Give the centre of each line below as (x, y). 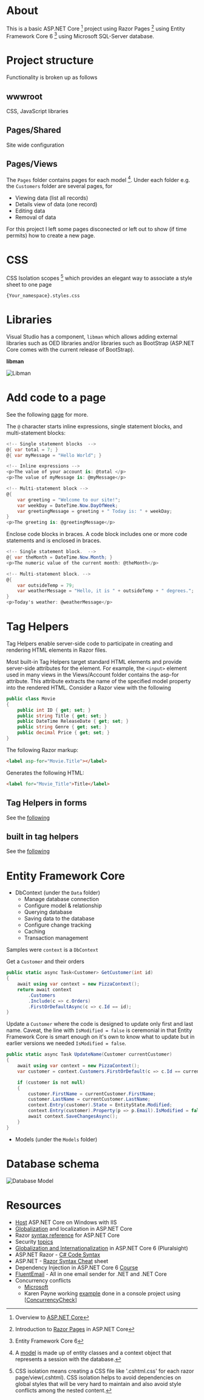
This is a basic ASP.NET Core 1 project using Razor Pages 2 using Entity (96, 28)
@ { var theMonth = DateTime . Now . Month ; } (59, 557)
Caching (35, 932)
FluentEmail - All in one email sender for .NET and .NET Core (91, 1274)
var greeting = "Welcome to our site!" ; (69, 500)
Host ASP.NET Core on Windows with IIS (66, 1222)
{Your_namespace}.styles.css (43, 296)
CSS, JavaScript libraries (37, 111)
